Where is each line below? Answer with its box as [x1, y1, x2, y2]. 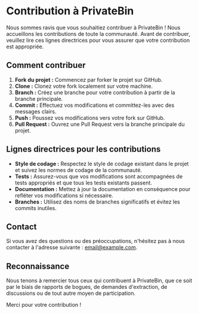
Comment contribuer [6, 60, 86, 70]
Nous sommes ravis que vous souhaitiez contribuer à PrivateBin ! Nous [6, 24, 181, 31]
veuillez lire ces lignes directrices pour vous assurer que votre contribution [6, 36, 190, 44]
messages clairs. [14, 107, 57, 115]
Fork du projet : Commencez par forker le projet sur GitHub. [14, 76, 163, 83]
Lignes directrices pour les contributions [6, 144, 161, 155]
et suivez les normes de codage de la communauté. [14, 166, 142, 174]
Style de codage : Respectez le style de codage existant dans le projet [14, 160, 189, 167]
